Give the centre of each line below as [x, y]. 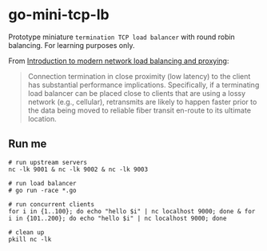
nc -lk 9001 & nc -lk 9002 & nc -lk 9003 [78, 169]
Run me [28, 144]
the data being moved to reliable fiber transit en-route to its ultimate [139, 110]
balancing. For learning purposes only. [72, 45]
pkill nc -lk [30, 239]
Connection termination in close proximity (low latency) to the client [139, 76]
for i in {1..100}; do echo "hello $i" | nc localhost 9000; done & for [132, 211]
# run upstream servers [48, 162]
